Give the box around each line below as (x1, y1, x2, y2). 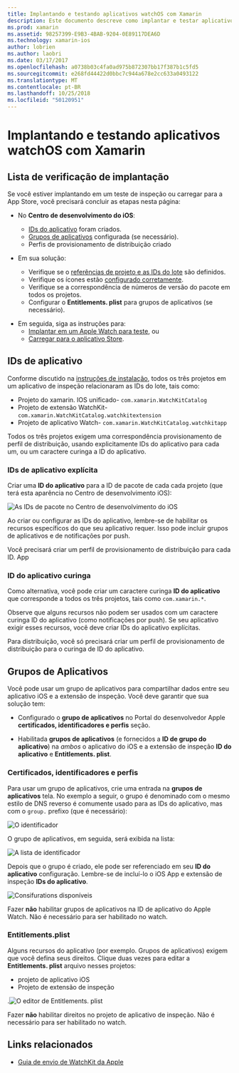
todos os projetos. (28, 290, 82, 299)
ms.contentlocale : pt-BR (7, 83, 81, 91)
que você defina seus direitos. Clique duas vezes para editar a (7, 953, 191, 962)
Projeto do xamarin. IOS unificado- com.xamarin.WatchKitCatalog (17, 395, 208, 404)
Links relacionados (7, 1039, 94, 1051)
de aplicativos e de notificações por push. (7, 532, 130, 540)
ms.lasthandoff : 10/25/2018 (7, 90, 91, 97)
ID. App (7, 553, 30, 562)
